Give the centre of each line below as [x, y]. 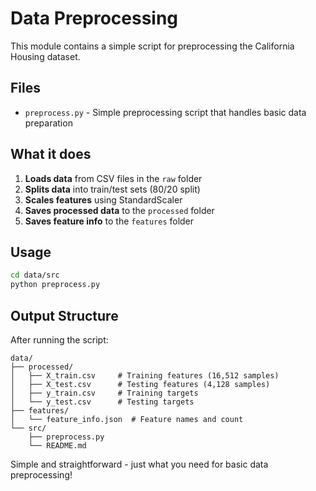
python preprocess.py [55, 285]
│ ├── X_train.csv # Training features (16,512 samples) [145, 375]
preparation [48, 123]
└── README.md [57, 445]
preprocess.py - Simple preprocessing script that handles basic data [165, 112]
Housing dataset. [45, 56]
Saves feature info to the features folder [109, 221]
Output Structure [64, 315]
